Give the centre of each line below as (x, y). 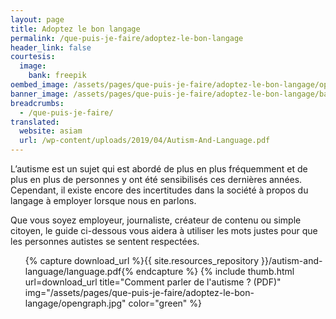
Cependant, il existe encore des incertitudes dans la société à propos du (159, 190)
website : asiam (51, 131)
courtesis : (33, 57)
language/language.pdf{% (79, 271)
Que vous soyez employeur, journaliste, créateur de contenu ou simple (156, 220)
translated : (35, 122)
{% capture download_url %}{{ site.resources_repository (142, 260)
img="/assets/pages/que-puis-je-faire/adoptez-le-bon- (139, 292)
